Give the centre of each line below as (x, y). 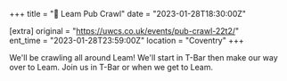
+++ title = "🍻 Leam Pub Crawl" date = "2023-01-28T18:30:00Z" (128, 14)
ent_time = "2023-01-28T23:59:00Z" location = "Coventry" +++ (127, 40)
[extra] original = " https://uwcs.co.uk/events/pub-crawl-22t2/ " (124, 31)
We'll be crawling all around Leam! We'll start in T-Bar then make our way (143, 57)
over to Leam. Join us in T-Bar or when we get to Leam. (111, 67)
